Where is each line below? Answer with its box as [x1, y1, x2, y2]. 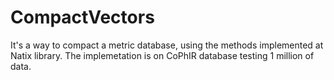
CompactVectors [10, 6, 155, 29]
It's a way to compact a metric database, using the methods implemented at [10, 39, 324, 51]
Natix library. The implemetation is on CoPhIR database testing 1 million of [10, 49, 315, 61]
